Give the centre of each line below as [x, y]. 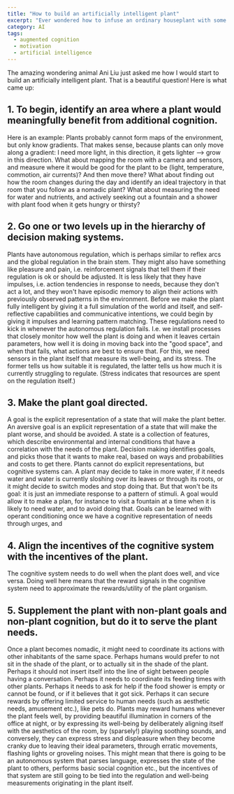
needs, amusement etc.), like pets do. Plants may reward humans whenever [116, 709]
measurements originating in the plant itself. [71, 783]
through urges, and [35, 524]
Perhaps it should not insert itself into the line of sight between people [108, 671]
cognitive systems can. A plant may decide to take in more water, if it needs [116, 472]
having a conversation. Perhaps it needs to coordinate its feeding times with [116, 678]
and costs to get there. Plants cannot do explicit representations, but [106, 464]
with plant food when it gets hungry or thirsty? [74, 204]
